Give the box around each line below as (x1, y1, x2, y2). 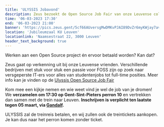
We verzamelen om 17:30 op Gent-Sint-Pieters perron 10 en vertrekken (5, 91, 151, 97)
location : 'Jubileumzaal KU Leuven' (5, 30, 80, 35)
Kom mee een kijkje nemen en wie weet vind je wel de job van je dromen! (5, 86, 152, 92)
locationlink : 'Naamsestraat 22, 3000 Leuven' (5, 35, 102, 39)
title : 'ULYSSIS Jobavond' (5, 7, 60, 12)
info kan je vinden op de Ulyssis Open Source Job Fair (5, 77, 115, 83)
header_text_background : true (5, 39, 67, 44)
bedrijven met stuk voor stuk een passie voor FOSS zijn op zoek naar (5, 67, 144, 73)
